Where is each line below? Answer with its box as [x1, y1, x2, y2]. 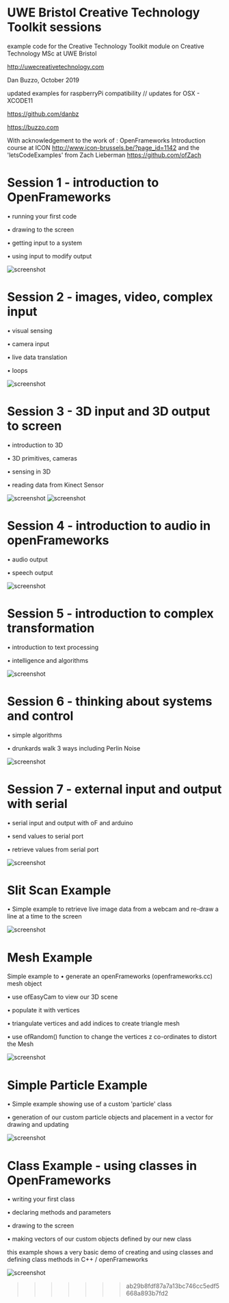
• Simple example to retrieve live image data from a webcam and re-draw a [7, 905, 219, 913]
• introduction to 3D [7, 441, 64, 449]
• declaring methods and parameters [7, 1208, 111, 1217]
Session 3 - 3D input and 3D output [7, 404, 211, 419]
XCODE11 [7, 96, 33, 104]
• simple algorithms [7, 731, 63, 739]
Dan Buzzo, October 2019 [7, 75, 80, 84]
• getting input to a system [7, 239, 83, 247]
